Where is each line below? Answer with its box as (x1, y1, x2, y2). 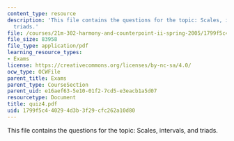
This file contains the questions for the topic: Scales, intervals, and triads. (7, 126, 218, 134)
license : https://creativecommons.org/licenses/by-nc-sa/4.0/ (7, 62, 192, 69)
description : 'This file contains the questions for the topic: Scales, (7, 17, 223, 24)
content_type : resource (7, 10, 77, 17)
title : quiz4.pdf (7, 101, 58, 108)
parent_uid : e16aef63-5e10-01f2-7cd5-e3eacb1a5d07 (7, 88, 157, 94)
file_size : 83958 (7, 36, 58, 43)
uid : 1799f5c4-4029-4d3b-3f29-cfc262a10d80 (7, 107, 136, 114)
